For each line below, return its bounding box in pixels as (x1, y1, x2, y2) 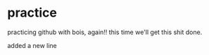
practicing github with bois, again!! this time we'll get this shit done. (7, 28, 203, 36)
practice (7, 5, 58, 21)
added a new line (7, 41, 58, 49)
